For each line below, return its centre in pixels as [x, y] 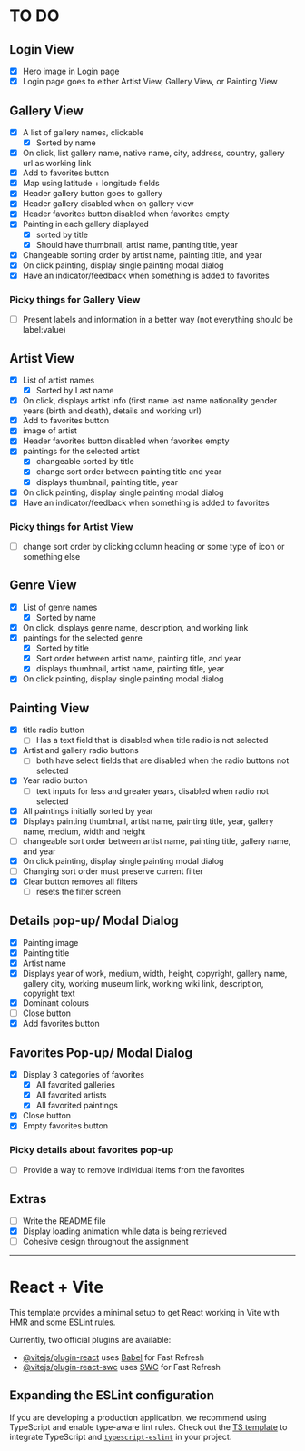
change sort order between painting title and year [129, 472]
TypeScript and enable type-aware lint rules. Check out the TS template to [148, 1426]
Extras [28, 1199]
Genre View [43, 586]
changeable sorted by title [85, 462]
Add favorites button [61, 1024]
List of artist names [59, 380]
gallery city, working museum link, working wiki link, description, [143, 984]
